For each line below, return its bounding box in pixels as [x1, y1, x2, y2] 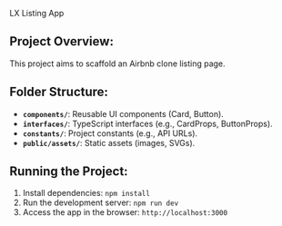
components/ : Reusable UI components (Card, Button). [22, 108, 225, 119]
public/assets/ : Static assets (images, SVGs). [22, 137, 196, 148]
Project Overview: [9, 34, 114, 49]
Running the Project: [9, 163, 129, 180]
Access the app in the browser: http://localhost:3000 [22, 207, 228, 218]
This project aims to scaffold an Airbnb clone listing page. [9, 58, 226, 69]
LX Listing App [9, 8, 65, 18]
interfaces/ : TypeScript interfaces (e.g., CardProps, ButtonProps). [22, 118, 273, 129]
